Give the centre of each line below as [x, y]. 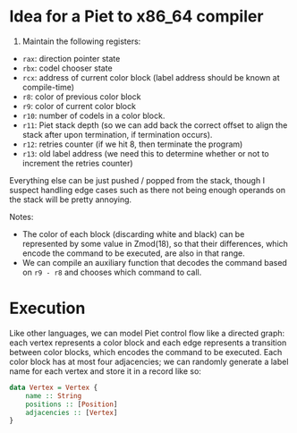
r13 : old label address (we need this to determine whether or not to [146, 153]
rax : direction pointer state [71, 58]
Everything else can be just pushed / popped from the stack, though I [137, 180]
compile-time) [48, 87]
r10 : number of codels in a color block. [93, 115]
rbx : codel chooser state [68, 68]
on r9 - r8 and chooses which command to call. [112, 272]
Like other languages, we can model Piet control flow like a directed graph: [147, 333]
